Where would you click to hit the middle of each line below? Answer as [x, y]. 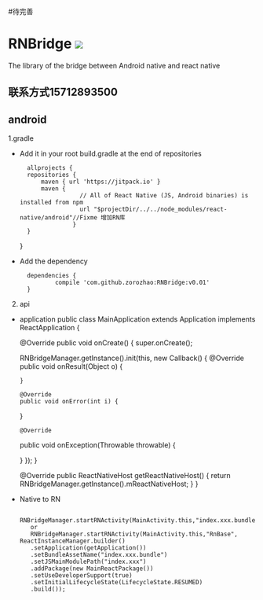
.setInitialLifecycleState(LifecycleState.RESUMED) [117, 583]
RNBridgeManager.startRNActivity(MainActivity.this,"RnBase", [134, 534]
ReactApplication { [49, 328]
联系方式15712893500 [63, 92]
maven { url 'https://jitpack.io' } [100, 182]
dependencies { [52, 276]
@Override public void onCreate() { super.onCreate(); [106, 343]
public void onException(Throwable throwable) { [97, 445]
